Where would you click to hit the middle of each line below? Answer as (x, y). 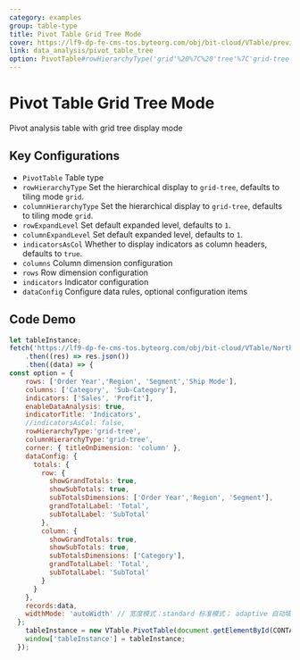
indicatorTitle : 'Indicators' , (83, 415)
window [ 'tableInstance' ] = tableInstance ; (105, 639)
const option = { (42, 373)
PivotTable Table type (63, 177)
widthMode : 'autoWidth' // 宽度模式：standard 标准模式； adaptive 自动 (155, 614)
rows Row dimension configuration (85, 272)
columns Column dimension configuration (97, 263)
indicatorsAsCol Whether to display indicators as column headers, (145, 244)
